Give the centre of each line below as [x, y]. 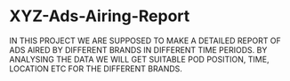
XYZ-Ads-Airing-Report [100, 16]
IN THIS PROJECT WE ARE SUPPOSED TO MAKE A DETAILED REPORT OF [145, 40]
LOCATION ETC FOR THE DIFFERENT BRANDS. [96, 69]
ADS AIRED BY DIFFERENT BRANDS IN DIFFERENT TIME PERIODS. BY [138, 49]
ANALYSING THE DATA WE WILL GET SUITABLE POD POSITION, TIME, [139, 59]
